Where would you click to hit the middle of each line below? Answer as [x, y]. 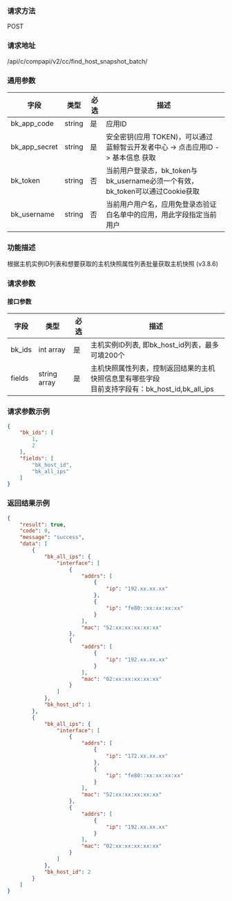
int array [52, 349]
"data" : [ [34, 544]
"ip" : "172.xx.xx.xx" [137, 756]
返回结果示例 [29, 503]
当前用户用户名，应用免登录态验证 [161, 204]
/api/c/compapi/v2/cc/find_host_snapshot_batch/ [77, 61]
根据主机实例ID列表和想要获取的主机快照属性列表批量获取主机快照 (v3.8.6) [113, 264]
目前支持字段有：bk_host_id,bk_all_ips [152, 389]
